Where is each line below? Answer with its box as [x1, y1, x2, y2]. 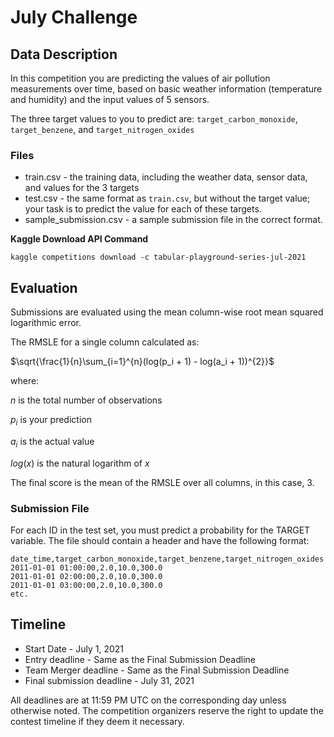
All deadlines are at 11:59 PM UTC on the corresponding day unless [10, 694, 287, 706]
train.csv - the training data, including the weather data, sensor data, [24, 171, 308, 183]
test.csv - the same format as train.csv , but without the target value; [24, 192, 311, 205]
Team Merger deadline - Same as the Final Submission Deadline [24, 664, 290, 676]
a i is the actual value [10, 435, 95, 450]
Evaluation [10, 279, 78, 296]
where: [10, 375, 40, 387]
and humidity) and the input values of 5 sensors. [10, 94, 210, 105]
